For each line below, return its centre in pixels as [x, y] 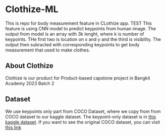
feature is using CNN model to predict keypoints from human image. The [81, 28]
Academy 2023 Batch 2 [30, 83]
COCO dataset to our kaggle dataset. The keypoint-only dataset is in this [81, 116]
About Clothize [30, 66]
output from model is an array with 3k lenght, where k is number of [75, 34]
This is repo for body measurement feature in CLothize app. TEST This [79, 23]
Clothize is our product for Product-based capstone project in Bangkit [78, 78]
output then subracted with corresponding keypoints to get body [72, 44]
